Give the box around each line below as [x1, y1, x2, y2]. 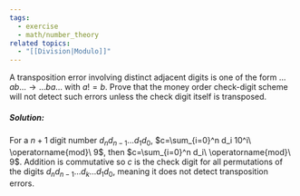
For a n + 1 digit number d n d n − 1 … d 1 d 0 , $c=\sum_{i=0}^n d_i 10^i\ [9, 135, 252, 148]
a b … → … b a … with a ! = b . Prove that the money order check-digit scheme [9, 82, 288, 93]
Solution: [9, 112, 45, 122]
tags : [9, 13, 30, 23]
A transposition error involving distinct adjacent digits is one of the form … [9, 72, 286, 83]
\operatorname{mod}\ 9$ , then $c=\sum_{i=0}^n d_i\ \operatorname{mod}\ [9, 146, 292, 157]
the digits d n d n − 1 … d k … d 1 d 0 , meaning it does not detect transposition [9, 165, 269, 179]
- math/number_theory [17, 30, 100, 39]
